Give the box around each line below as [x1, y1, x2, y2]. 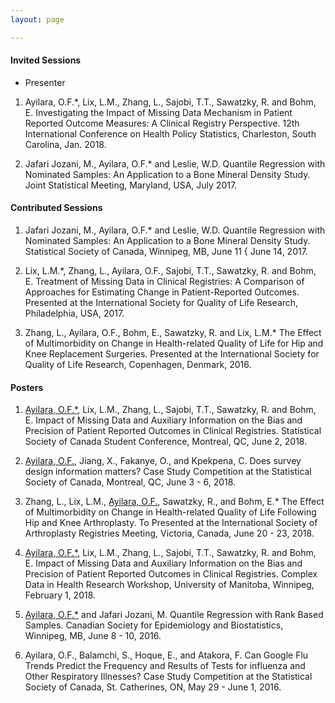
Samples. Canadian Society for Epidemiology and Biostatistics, [24, 619, 284, 631]
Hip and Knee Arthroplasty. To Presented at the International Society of [24, 517, 318, 529]
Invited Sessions [10, 54, 82, 66]
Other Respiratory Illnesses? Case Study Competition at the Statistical [24, 671, 313, 683]
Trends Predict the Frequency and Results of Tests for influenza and [24, 660, 306, 672]
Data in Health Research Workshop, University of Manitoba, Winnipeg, [24, 579, 315, 591]
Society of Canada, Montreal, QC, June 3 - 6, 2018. [24, 476, 237, 488]
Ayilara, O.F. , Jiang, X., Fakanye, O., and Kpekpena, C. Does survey [24, 455, 302, 467]
